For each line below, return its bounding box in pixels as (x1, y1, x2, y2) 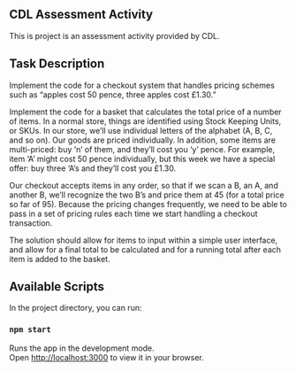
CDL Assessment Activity (9, 7, 153, 22)
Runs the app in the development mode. (9, 343, 155, 353)
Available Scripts (9, 279, 104, 295)
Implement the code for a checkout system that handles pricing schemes (9, 80, 276, 90)
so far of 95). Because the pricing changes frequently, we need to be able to (9, 198, 287, 209)
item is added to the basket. (9, 253, 110, 264)
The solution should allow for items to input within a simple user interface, (9, 235, 278, 245)
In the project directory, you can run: (9, 303, 142, 313)
